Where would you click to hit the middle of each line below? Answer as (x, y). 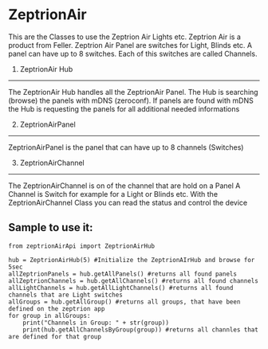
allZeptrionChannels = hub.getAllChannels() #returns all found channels (134, 280)
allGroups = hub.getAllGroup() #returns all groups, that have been (124, 302)
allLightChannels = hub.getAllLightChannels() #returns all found (121, 288)
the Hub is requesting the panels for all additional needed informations (124, 108)
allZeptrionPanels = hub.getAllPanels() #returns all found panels (123, 274)
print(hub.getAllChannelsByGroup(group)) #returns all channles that (141, 329)
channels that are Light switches (66, 295)
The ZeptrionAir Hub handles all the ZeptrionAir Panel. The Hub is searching (133, 92)
